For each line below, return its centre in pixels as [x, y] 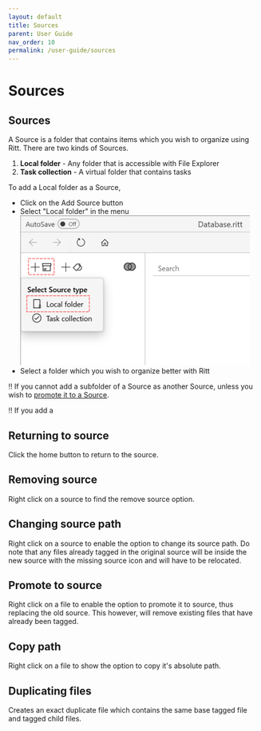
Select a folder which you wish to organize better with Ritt [115, 371]
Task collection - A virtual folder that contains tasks [105, 172]
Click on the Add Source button [71, 203]
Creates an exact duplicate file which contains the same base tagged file [128, 710]
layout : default [35, 17]
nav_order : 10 [32, 42]
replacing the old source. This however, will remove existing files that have [130, 613]
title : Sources [34, 25]
